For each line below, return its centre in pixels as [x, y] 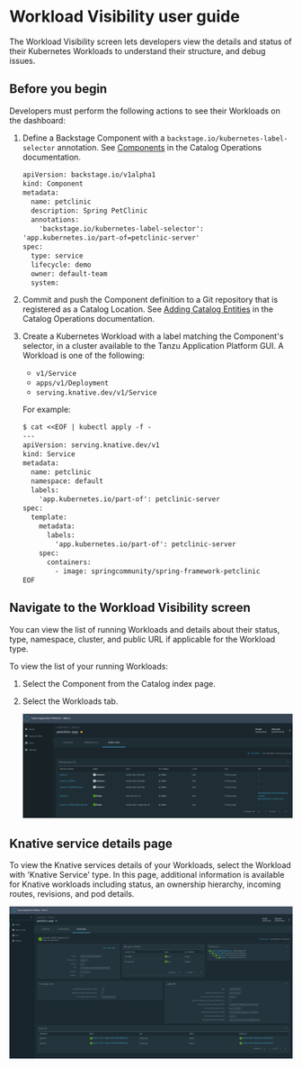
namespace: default [67, 481]
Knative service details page [91, 843]
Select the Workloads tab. [70, 701]
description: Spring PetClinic [89, 210]
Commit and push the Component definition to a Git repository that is [150, 299]
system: [45, 283]
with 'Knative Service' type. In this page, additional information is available [147, 875]
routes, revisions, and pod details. [72, 894]
